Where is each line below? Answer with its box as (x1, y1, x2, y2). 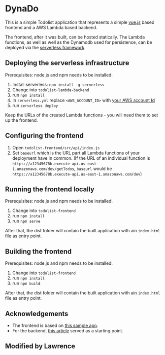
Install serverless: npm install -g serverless (12, 81, 105, 87)
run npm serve (12, 218, 40, 224)
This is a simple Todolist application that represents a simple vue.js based (5, 19, 155, 25)
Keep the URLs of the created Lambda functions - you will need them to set (5, 112, 159, 118)
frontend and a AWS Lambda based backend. (5, 24, 98, 30)
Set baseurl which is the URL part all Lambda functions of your (12, 150, 140, 156)
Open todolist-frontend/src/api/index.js (12, 144, 100, 150)
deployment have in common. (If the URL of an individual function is (12, 155, 150, 161)
